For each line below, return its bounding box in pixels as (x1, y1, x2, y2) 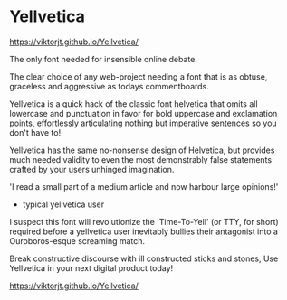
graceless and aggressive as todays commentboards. (9, 80, 210, 91)
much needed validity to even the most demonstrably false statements (9, 154, 273, 164)
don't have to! (9, 127, 62, 137)
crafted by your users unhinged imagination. (9, 164, 175, 174)
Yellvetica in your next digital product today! (9, 262, 174, 273)
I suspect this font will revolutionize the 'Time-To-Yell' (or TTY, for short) (9, 216, 279, 227)
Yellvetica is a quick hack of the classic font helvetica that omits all (9, 98, 258, 109)
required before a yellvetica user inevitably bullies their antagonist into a (9, 226, 279, 237)
